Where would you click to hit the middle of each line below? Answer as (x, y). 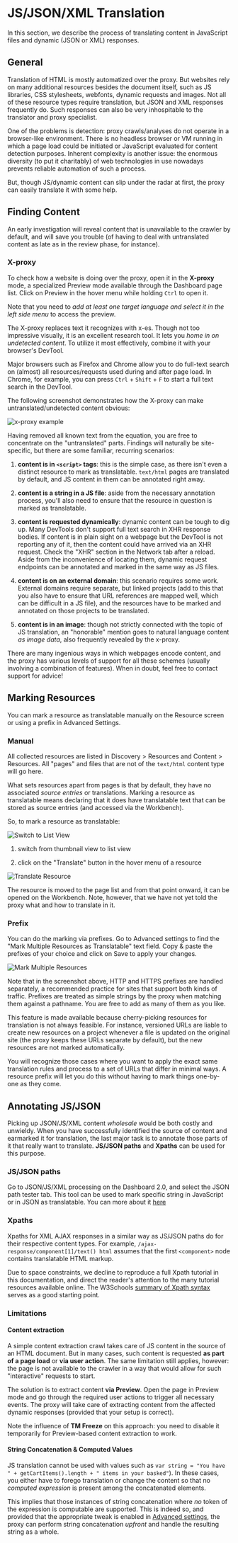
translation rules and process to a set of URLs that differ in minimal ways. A (117, 1069)
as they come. (41, 1084)
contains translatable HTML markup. (61, 1258)
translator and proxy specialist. (52, 117)
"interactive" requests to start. (51, 1376)
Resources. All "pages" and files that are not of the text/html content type (116, 763)
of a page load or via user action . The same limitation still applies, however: (118, 1360)
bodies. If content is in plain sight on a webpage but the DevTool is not (120, 537)
